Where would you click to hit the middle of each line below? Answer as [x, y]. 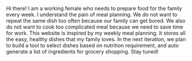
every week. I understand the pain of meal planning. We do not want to [92, 15]
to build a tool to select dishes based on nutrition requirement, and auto [92, 45]
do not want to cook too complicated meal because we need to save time [95, 27]
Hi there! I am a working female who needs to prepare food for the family [94, 8]
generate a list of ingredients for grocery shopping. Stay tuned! [82, 51]
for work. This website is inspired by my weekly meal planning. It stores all [96, 33]
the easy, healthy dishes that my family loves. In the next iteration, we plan [96, 39]
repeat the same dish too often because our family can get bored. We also [96, 21]
